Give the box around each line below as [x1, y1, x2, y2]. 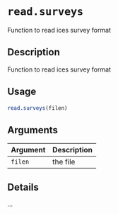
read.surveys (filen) [7, 104, 69, 111]
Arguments [7, 124, 59, 136]
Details [7, 181, 39, 193]
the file [52, 157, 76, 167]
